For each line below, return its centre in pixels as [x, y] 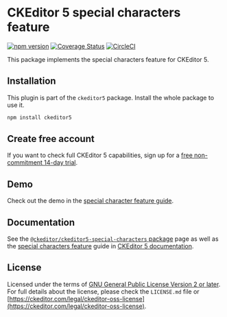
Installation [32, 81]
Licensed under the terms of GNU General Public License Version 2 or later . [114, 284]
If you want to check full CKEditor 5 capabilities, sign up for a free [100, 155]
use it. [16, 105]
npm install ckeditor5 [39, 117]
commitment [25, 163]
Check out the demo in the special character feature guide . [91, 201]
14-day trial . [61, 163]
